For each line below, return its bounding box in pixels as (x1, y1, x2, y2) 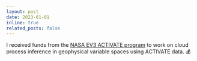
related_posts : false (6, 25, 61, 31)
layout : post (6, 8, 39, 15)
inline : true (6, 20, 39, 25)
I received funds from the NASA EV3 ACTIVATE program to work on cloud (6, 41, 189, 49)
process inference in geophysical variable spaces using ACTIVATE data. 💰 (6, 48, 191, 55)
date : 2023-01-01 (6, 14, 50, 20)
